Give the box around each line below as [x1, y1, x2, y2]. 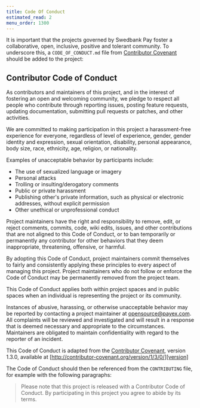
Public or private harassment [14, 187, 86, 195]
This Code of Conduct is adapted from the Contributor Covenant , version [6, 347, 186, 354]
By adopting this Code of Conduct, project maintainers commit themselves [6, 255, 190, 262]
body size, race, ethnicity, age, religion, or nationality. [6, 145, 138, 152]
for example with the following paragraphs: [6, 371, 112, 379]
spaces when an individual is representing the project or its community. [6, 292, 182, 300]
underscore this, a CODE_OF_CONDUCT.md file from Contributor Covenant [6, 49, 177, 56]
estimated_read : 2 [6, 14, 52, 20]
